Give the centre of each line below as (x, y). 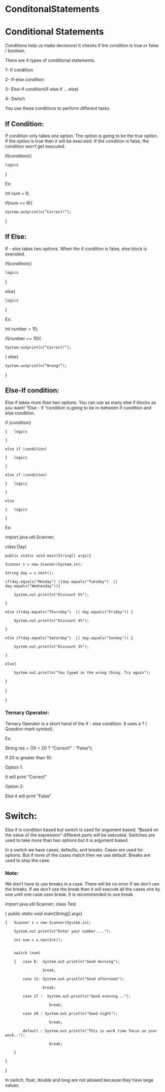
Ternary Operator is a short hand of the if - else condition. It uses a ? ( (76, 723)
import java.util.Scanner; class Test (41, 904)
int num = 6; (17, 193)
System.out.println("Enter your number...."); (63, 932)
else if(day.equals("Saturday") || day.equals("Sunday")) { (69, 638)
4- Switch (15, 99)
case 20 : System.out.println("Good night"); (70, 1014)
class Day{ (16, 546)
